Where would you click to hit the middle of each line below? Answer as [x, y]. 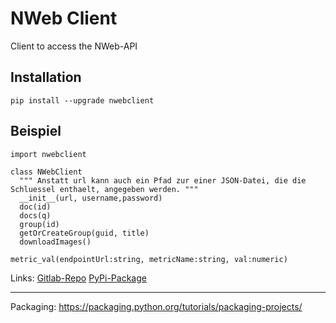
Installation [46, 77]
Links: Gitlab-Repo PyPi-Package [78, 278]
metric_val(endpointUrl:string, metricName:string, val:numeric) [149, 259]
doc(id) [35, 207]
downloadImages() [55, 242]
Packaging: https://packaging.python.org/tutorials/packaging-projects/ [156, 306]
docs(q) [35, 215]
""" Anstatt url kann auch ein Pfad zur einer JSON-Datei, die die [163, 180]
